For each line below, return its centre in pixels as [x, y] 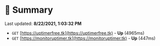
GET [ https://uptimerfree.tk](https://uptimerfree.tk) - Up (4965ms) [78, 33]
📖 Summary [29, 10]
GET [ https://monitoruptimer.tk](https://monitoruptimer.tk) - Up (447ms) [83, 38]
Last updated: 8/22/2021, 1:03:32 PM [43, 23]
